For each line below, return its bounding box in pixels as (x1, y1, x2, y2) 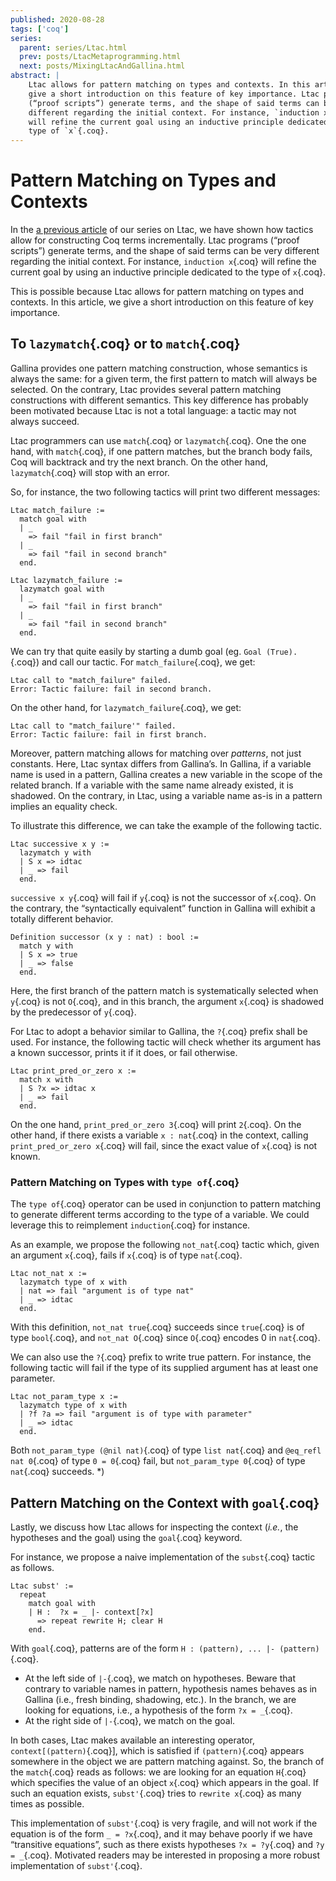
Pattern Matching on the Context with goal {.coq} (10, 1494, 320, 1511)
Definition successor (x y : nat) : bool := (10, 932, 199, 942)
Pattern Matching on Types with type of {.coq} (10, 1175, 240, 1189)
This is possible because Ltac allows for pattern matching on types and (10, 286, 305, 298)
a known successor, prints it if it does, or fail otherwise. (10, 1046, 238, 1058)
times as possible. (10, 1797, 85, 1810)
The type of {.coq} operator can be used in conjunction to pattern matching (10, 1198, 322, 1210)
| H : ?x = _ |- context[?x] (28, 1607, 155, 1617)
